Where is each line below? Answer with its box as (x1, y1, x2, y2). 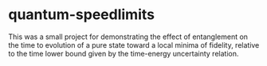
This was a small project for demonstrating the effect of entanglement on (8, 32, 249, 41)
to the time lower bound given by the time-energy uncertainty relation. (8, 49, 239, 58)
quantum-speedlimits (8, 6, 155, 24)
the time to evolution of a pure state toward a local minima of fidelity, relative (8, 40, 260, 49)
